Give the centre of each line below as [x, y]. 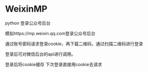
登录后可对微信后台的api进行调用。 [40, 54]
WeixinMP [26, 9]
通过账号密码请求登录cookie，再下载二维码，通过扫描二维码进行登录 [74, 44]
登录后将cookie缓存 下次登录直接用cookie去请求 [53, 64]
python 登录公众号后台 [28, 23]
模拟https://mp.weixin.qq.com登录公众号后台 [50, 33]
